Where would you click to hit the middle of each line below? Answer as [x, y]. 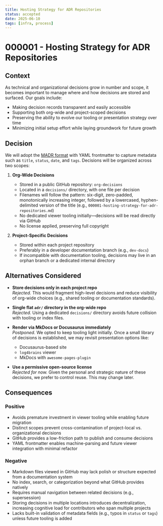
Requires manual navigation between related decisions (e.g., [73, 492]
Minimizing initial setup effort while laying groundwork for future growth [84, 128]
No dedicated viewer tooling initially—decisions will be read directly [87, 216]
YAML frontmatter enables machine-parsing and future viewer [75, 443]
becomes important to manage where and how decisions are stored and [78, 93]
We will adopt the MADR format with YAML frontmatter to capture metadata [81, 155]
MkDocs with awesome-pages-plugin [55, 358]
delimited [29, 205]
